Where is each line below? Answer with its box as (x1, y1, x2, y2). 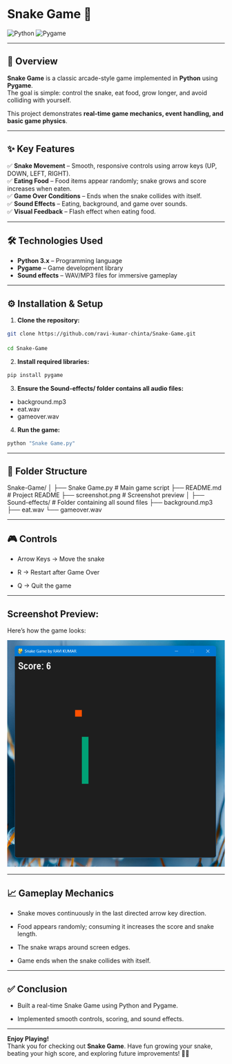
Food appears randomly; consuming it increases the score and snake (17, 922, 214, 931)
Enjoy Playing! (7, 1035, 50, 1043)
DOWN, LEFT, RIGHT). (7, 169, 71, 177)
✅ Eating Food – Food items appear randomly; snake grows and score (7, 176, 207, 185)
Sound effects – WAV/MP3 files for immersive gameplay (17, 271, 177, 280)
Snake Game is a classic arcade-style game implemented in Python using (7, 74, 218, 82)
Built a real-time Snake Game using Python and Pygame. (17, 1001, 178, 1010)
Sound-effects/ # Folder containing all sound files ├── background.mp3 (7, 499, 213, 507)
